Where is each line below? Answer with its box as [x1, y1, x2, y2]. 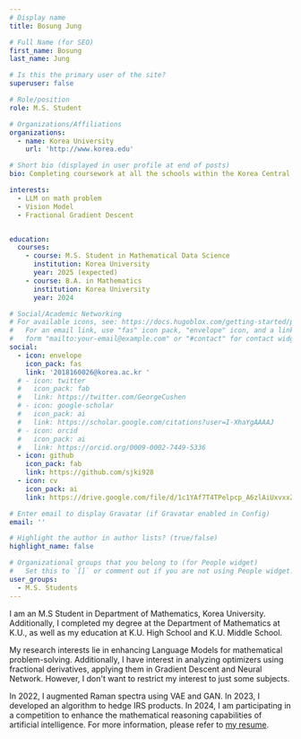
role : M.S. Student [9, 103, 82, 112]
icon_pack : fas [25, 359, 82, 368]
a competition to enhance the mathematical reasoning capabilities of [9, 709, 262, 720]
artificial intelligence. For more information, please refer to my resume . [9, 719, 270, 730]
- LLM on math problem [17, 194, 102, 203]
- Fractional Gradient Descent [17, 210, 134, 220]
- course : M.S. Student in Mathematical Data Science [25, 251, 230, 260]
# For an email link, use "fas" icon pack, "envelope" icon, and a [9, 326, 275, 335]
